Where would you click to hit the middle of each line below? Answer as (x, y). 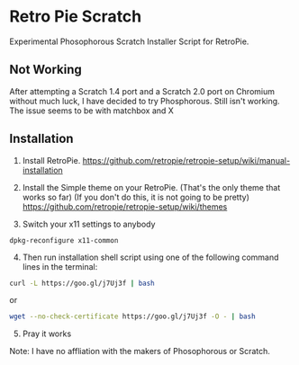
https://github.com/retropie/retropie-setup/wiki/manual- (186, 160)
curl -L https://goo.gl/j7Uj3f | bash (82, 283)
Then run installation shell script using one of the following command (150, 257)
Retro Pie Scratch (76, 17)
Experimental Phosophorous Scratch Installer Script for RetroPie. (129, 41)
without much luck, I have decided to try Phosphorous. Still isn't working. (145, 101)
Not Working (46, 70)
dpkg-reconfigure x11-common (64, 240)
